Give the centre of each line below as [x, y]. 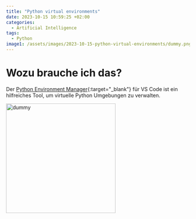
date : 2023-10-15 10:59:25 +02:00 [48, 17]
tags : [13, 33]
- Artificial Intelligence [44, 28]
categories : [20, 22]
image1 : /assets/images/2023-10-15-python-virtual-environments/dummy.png [99, 44]
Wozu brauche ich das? [64, 73]
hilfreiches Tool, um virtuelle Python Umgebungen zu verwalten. [83, 95]
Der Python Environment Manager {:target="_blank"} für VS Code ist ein [92, 89]
